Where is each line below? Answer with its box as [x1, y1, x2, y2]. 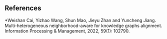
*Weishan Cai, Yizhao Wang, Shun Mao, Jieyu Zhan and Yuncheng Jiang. [4, 17, 156, 23]
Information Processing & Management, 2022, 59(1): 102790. [4, 27, 130, 34]
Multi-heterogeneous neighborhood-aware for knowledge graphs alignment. [4, 22, 162, 28]
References [4, 4, 41, 12]
